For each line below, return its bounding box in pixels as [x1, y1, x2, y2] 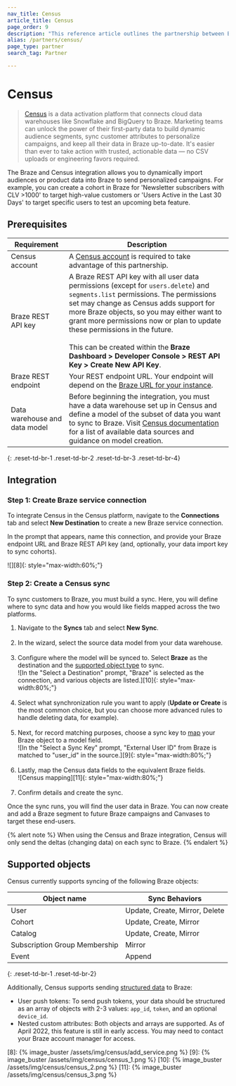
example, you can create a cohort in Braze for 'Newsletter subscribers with [7, 183, 225, 191]
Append [125, 951, 152, 961]
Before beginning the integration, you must [69, 391, 210, 401]
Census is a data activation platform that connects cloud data [24, 109, 202, 118]
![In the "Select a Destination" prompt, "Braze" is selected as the [17, 668, 204, 677]
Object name [42, 893, 86, 903]
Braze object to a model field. [17, 736, 103, 744]
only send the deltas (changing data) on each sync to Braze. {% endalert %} [7, 838, 228, 846]
